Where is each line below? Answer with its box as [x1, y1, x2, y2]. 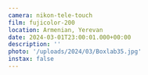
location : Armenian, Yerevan [8, 26, 103, 34]
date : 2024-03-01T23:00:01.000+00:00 [8, 33, 132, 41]
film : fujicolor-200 [8, 19, 76, 27]
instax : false [8, 55, 55, 63]
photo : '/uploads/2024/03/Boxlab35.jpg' [8, 48, 143, 55]
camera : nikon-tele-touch [8, 11, 92, 20]
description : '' [8, 41, 61, 48]
